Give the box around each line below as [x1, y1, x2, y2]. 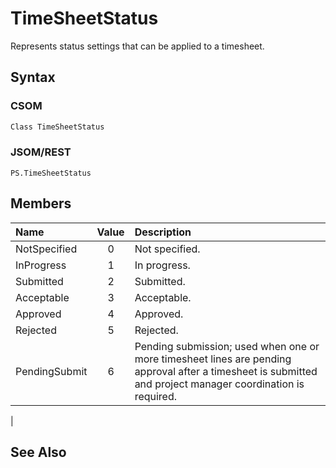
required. [134, 389, 178, 403]
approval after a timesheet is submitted [134, 364, 318, 378]
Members [10, 195, 72, 212]
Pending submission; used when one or [134, 339, 320, 353]
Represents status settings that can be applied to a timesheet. [10, 40, 265, 52]
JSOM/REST [10, 145, 72, 159]
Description [134, 225, 192, 239]
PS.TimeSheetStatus [10, 168, 92, 178]
